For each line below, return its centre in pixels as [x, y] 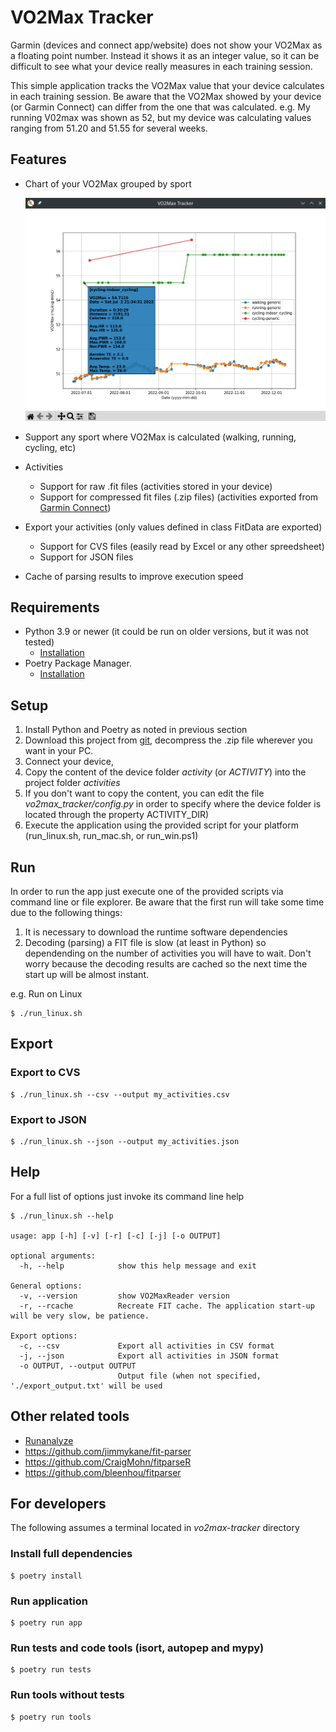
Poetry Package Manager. [78, 663]
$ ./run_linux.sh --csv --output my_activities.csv [120, 1094]
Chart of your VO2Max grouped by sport [108, 183]
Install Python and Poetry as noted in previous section [136, 730]
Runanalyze [49, 1440]
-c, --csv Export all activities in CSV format [147, 1346]
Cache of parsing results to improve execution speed [134, 576]
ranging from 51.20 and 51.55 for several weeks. [109, 128]
